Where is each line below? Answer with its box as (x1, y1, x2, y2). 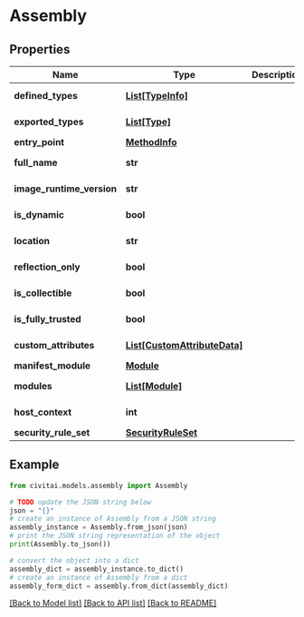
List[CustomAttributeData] (125, 339, 243, 351)
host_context (14, 406, 72, 418)
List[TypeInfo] (125, 90, 188, 102)
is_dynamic (14, 209, 65, 220)
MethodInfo (125, 136, 178, 148)
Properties (9, 42, 71, 57)
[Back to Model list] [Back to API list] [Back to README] (9, 598, 217, 609)
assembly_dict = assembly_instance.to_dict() (9, 564, 184, 573)
